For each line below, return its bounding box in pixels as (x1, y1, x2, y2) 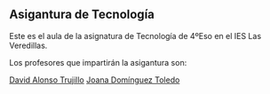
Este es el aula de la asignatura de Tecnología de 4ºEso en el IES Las (9, 30, 262, 41)
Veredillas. (9, 40, 48, 51)
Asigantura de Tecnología (9, 7, 155, 22)
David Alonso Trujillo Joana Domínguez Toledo (9, 74, 180, 85)
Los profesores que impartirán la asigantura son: (9, 57, 187, 67)
